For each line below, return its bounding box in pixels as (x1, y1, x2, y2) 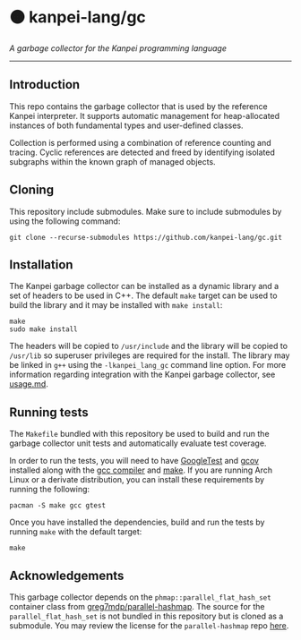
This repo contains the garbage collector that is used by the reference (9, 100, 268, 112)
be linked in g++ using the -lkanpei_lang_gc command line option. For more (9, 360, 287, 371)
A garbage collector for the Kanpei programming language (9, 42, 227, 54)
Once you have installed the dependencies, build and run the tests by (9, 516, 265, 528)
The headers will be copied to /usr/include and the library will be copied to (9, 341, 288, 352)
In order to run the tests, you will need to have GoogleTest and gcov (9, 456, 260, 466)
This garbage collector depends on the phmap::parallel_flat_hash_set (9, 592, 271, 602)
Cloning (9, 183, 55, 198)
